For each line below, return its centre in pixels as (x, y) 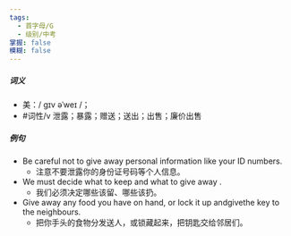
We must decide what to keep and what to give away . (122, 182)
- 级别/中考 (37, 34)
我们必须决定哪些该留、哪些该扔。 (98, 192)
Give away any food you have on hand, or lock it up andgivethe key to (151, 203)
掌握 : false (30, 42)
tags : (19, 17)
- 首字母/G (35, 26)
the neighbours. (51, 212)
